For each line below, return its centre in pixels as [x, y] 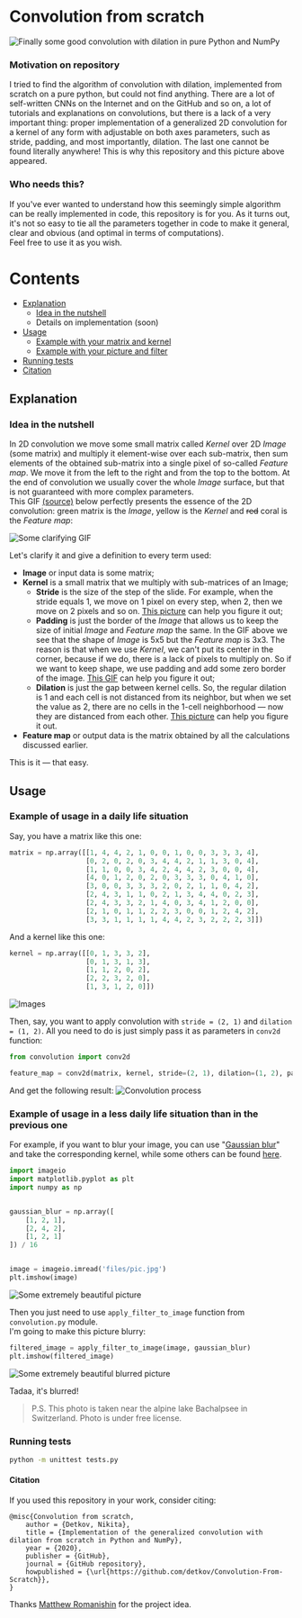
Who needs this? [47, 185]
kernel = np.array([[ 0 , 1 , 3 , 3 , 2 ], [80, 953]
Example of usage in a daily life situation [99, 817]
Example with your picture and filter [102, 351]
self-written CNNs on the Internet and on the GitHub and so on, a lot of [140, 104]
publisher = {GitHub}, [68, 1556]
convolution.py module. [54, 1322]
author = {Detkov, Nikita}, [78, 1525]
